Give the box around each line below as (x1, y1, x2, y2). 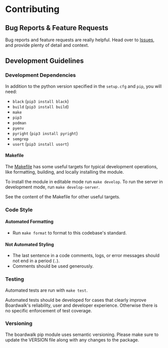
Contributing (5, 4, 60, 15)
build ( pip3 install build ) (12, 103, 69, 109)
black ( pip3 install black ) (12, 98, 69, 104)
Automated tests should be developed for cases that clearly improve (5, 297, 146, 303)
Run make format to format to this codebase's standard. (12, 230, 127, 236)
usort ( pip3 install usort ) (12, 141, 69, 147)
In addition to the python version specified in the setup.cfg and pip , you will (5, 83, 162, 89)
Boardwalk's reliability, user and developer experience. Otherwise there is (5, 302, 158, 308)
